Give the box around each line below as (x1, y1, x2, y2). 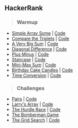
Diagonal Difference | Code (11, 46, 67, 52)
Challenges (16, 84, 45, 91)
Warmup (16, 19, 38, 26)
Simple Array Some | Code (11, 30, 66, 36)
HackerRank (4, 4, 43, 12)
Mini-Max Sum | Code (11, 62, 56, 67)
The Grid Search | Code (11, 117, 60, 123)
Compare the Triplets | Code (11, 35, 70, 41)
